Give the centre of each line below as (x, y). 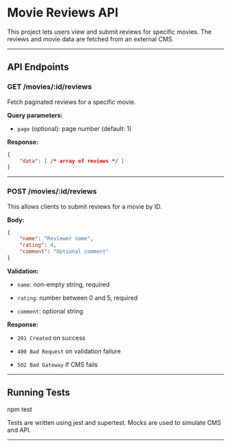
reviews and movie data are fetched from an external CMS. (90, 39)
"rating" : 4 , (38, 245)
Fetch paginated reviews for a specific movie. (71, 102)
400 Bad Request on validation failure (69, 351)
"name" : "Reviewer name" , (57, 239)
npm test (20, 409)
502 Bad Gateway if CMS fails (57, 364)
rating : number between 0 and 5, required (77, 298)
